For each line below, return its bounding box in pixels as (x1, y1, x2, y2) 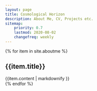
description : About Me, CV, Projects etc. (5, 16, 94, 21)
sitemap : (5, 21, 23, 26)
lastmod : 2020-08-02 (14, 30, 56, 35)
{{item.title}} (5, 62, 46, 71)
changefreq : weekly (14, 35, 54, 40)
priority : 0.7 (14, 26, 43, 30)
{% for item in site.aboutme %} (5, 48, 68, 54)
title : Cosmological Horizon (5, 12, 65, 17)
